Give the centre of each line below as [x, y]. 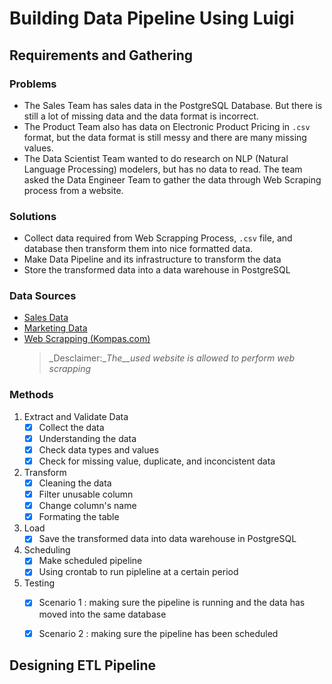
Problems [33, 84]
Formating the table [79, 517]
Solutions [33, 216]
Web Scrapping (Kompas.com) [87, 339]
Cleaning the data [75, 483]
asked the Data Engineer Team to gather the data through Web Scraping [172, 179]
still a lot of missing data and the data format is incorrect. [141, 116]
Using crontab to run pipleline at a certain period [138, 572]
